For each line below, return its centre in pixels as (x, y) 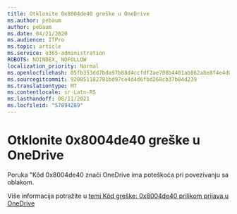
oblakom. (21, 182)
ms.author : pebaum (34, 20)
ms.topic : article (34, 46)
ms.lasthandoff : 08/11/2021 (49, 99)
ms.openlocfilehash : (38, 73)
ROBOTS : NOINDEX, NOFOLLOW (47, 60)
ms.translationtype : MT (42, 86)
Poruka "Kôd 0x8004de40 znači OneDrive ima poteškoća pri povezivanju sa (118, 175)
